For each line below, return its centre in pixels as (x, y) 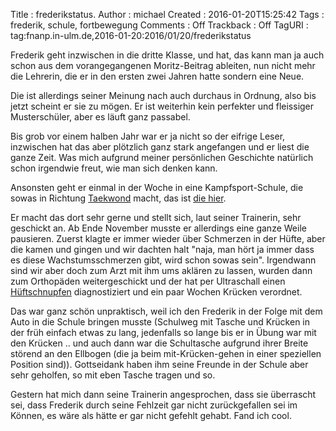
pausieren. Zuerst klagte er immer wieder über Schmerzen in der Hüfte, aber (168, 238)
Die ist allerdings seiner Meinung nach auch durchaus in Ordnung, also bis (163, 95)
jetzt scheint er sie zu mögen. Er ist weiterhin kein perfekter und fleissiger (162, 106)
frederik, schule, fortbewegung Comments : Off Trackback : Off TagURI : (159, 25)
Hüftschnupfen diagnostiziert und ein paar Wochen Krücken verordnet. (156, 292)
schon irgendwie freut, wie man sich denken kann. (114, 168)
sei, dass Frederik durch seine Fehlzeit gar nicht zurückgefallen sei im (154, 405)
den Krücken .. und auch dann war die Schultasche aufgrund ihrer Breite (159, 343)
